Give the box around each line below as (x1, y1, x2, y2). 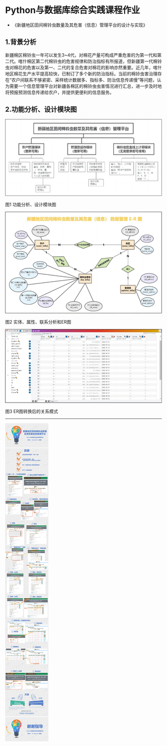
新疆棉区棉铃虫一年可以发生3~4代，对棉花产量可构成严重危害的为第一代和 (5, 52, 158, 58)
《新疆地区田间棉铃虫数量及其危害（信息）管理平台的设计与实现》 (12, 22, 148, 28)
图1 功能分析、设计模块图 (5, 202, 56, 208)
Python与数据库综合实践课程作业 (5, 4, 140, 16)
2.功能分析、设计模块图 (5, 105, 77, 114)
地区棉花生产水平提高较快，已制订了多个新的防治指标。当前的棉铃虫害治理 (5, 71, 158, 77)
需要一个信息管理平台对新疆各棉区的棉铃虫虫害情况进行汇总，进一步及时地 (9, 83, 162, 89)
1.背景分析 (5, 38, 37, 46)
